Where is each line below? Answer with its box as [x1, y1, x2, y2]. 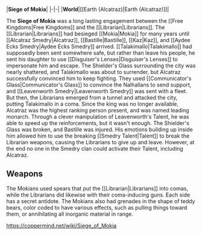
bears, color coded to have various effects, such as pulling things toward [6, 204, 188, 211]
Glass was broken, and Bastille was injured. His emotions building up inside [6, 126, 193, 133]
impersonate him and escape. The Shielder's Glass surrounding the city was [6, 62, 196, 69]
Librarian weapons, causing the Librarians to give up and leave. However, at [6, 139, 195, 145]
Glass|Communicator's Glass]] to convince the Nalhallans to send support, [6, 81, 192, 88]
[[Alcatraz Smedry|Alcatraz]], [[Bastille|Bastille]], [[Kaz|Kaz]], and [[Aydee [6, 37, 191, 43]
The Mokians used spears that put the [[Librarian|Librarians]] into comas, [6, 185, 189, 192]
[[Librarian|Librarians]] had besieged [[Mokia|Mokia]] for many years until [6, 30, 190, 37]
